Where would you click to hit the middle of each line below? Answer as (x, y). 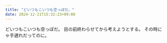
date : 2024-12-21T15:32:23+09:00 (40, 14)
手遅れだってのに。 (29, 35)
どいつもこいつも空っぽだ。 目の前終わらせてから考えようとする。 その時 (81, 29)
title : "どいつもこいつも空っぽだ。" (40, 10)
